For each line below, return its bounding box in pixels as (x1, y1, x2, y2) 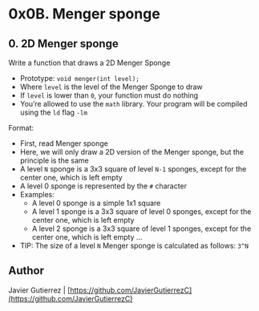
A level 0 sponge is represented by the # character (19, 181, 187, 191)
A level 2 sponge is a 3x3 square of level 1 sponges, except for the (31, 224, 252, 233)
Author (8, 264, 44, 277)
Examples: (19, 190, 55, 199)
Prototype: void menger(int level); (19, 74, 140, 83)
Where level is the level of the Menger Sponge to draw (19, 82, 203, 91)
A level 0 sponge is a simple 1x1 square (31, 198, 161, 208)
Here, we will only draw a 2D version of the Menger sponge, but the (19, 147, 245, 156)
